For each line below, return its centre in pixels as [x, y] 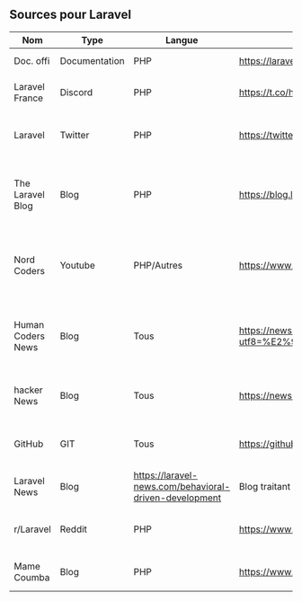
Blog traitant [264, 486]
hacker [28, 390]
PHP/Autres [158, 265]
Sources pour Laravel [71, 15]
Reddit [74, 529]
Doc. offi [32, 60]
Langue [182, 40]
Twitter [75, 135]
